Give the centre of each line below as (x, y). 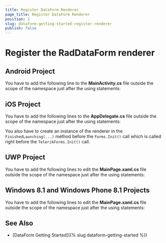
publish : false (21, 28)
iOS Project (23, 104)
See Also (19, 223)
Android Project (30, 71)
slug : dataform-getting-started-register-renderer (59, 24)
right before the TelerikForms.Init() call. (48, 141)
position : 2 (17, 19)
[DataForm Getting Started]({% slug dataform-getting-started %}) (80, 235)
